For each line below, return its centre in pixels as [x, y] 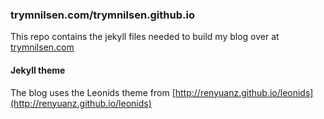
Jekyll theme [38, 70]
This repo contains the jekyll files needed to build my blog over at [145, 37]
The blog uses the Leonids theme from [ [93, 92]
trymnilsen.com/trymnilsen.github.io [102, 15]
